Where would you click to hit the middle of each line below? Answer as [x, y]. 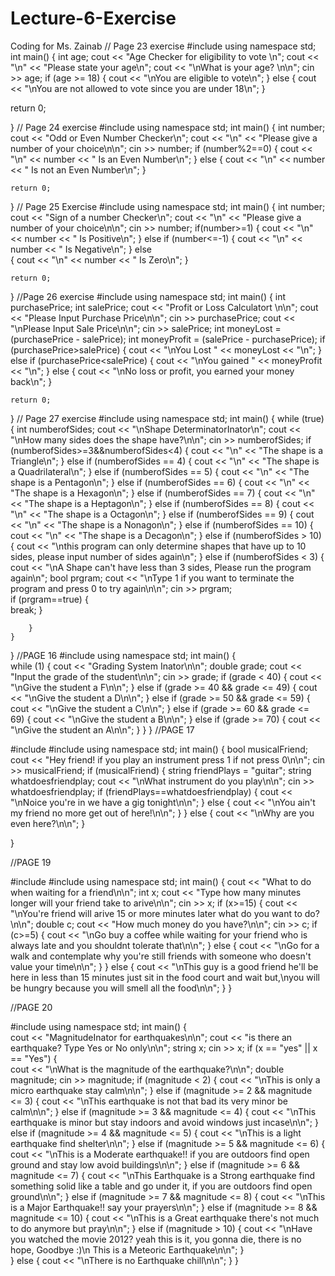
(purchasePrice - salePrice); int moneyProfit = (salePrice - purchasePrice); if [168, 339]
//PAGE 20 [31, 1007]
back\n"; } [31, 381]
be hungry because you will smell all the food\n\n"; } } [121, 988]
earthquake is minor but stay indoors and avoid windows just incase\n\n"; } [164, 1122]
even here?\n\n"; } [48, 823]
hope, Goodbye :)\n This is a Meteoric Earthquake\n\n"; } [127, 1249]
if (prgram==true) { [49, 599]
